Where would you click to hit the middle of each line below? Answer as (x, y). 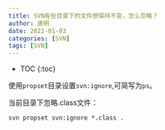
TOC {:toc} (38, 69)
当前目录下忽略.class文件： (54, 103)
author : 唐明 (29, 23)
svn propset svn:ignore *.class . (66, 118)
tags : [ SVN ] (28, 46)
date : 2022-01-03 (37, 31)
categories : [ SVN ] (39, 38)
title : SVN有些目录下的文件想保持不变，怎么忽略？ (83, 16)
